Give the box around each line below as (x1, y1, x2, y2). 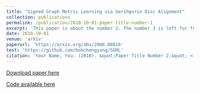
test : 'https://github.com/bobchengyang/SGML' (6, 47, 124, 53)
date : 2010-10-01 (6, 31, 49, 37)
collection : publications (6, 14, 70, 20)
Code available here (6, 81, 55, 88)
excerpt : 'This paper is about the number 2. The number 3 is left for (6, 25, 187, 31)
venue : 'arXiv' (6, 36, 44, 42)
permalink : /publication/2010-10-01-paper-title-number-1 (6, 20, 153, 25)
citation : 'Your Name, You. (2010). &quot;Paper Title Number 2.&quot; (6, 53, 187, 59)
